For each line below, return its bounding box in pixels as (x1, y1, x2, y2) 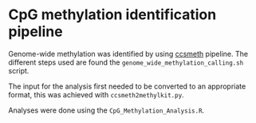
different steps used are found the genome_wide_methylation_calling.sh (8, 58, 244, 67)
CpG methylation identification (8, 6, 217, 24)
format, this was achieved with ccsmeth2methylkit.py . (8, 89, 185, 99)
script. (8, 65, 30, 75)
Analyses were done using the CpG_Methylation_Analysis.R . (8, 105, 205, 115)
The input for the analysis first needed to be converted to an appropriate (8, 81, 246, 91)
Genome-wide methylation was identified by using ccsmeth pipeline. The (8, 49, 249, 58)
